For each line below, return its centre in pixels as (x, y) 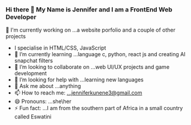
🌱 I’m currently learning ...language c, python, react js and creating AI (100, 54)
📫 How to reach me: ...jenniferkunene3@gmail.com (78, 93)
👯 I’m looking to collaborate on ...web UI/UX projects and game (92, 67)
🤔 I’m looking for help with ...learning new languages (79, 80)
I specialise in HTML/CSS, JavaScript (60, 48)
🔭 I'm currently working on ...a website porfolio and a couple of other (91, 30)
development (31, 74)
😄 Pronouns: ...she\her (43, 102)
